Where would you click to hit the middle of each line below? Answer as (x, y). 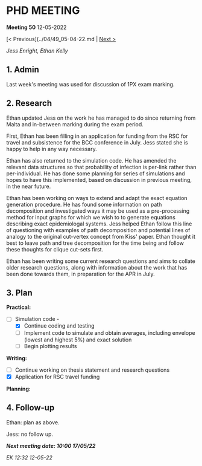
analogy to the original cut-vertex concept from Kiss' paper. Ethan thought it (101, 236)
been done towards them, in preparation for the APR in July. (80, 274)
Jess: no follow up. (30, 434)
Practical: (19, 307)
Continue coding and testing (59, 326)
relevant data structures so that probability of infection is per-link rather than (101, 167)
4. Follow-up (30, 408)
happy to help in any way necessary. (52, 149)
